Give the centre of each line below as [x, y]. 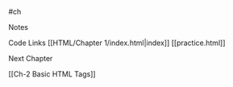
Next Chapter [31, 58]
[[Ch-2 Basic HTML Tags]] [52, 74]
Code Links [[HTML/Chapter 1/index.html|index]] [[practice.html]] [117, 43]
